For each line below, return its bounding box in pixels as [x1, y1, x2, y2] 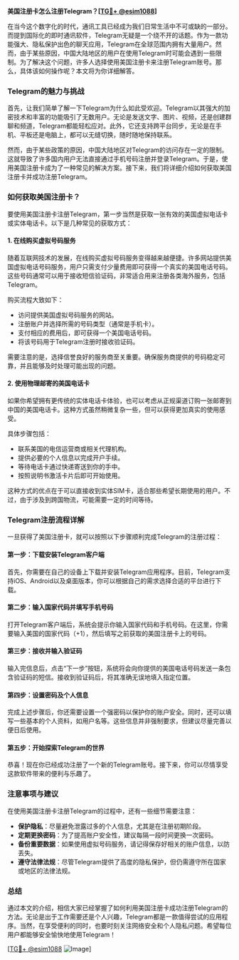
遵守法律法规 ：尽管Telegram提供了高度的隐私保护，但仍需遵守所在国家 [17, 857, 226, 866]
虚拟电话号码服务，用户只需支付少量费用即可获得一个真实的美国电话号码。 [13, 262, 232, 271]
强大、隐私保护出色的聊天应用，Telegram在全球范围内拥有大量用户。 [13, 40, 216, 49]
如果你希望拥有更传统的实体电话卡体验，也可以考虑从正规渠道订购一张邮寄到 [7, 396, 232, 405]
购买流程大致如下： [7, 295, 64, 304]
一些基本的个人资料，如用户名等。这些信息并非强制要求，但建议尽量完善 [13, 717, 225, 725]
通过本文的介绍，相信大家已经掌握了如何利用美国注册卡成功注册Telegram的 [7, 903, 228, 912]
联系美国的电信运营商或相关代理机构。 [17, 445, 130, 453]
